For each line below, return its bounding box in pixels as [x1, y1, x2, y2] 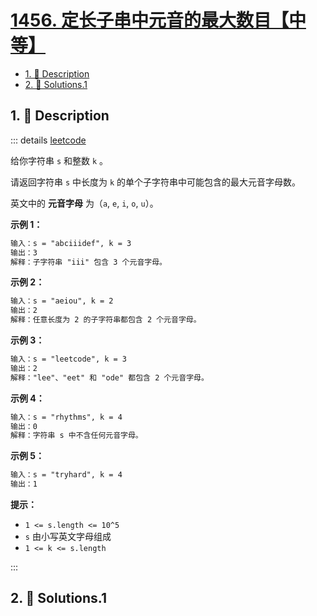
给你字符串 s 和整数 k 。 [10, 154, 109, 166]
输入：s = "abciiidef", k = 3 [10, 238, 132, 248]
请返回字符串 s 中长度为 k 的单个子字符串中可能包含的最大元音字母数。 [10, 176, 302, 188]
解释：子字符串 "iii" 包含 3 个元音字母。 [10, 257, 167, 267]
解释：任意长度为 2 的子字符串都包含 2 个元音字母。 [10, 315, 202, 325]
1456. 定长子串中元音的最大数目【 [10, 9, 289, 32]
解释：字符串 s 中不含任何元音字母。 [10, 431, 143, 441]
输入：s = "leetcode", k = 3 [10, 354, 128, 364]
